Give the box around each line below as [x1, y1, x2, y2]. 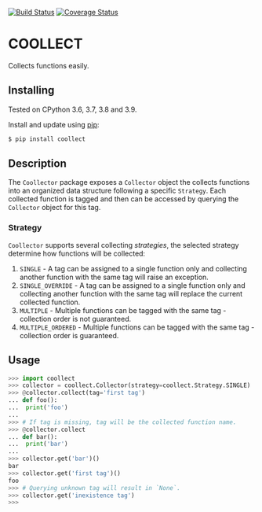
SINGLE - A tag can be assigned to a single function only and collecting [19, 263, 247, 273]
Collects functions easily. [8, 61, 89, 70]
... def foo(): [8, 396, 58, 404]
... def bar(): [8, 433, 58, 440]
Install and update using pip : [8, 120, 100, 129]
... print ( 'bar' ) [8, 440, 68, 448]
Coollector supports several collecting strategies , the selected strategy [8, 240, 239, 249]
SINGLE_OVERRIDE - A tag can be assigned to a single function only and [19, 280, 246, 290]
